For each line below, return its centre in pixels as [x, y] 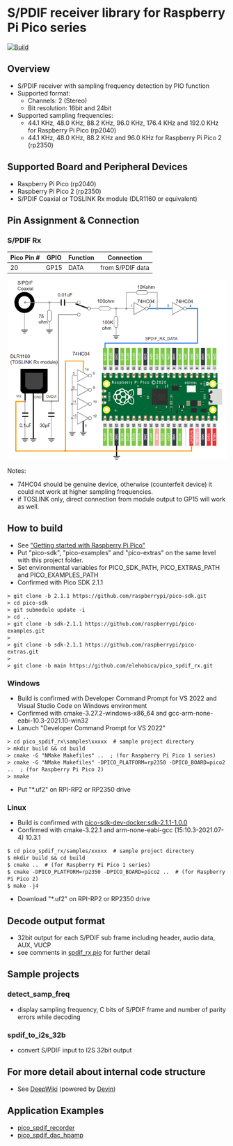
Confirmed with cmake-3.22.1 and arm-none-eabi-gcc [95, 830]
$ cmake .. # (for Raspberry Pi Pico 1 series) [79, 865]
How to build [35, 528]
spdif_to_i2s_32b [37, 1035]
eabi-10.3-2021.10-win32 [53, 721]
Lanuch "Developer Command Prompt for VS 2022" [91, 727]
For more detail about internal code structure [106, 1072]
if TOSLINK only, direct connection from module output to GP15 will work [121, 499]
